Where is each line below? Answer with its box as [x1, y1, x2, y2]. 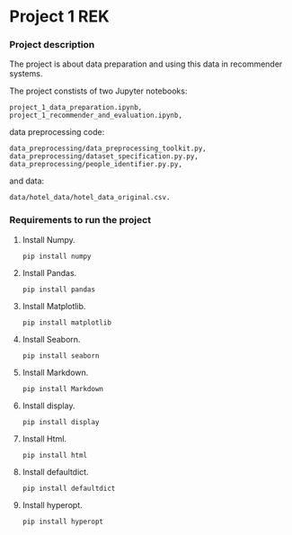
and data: [9, 175, 45, 186]
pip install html [22, 450, 88, 459]
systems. [9, 68, 43, 79]
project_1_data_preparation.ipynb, [9, 103, 143, 112]
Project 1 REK [9, 6, 110, 27]
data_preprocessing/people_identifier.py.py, [9, 160, 182, 169]
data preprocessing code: [9, 127, 105, 138]
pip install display [22, 417, 100, 426]
